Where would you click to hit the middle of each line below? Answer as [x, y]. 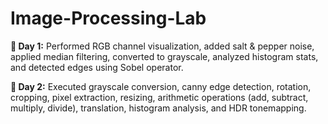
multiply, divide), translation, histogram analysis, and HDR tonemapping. [158, 108]
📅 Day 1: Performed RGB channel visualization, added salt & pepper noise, [162, 46]
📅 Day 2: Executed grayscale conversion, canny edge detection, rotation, [161, 86]
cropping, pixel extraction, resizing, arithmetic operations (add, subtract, [159, 97]
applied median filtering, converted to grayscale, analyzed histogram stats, [164, 56]
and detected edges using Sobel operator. [97, 67]
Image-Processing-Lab [108, 18]
